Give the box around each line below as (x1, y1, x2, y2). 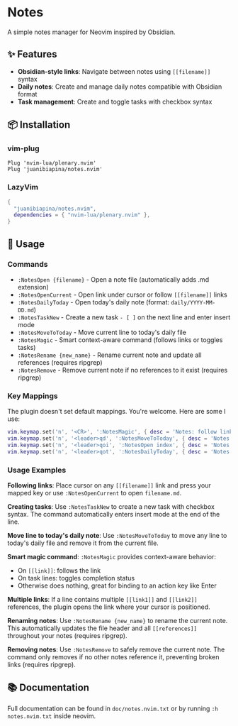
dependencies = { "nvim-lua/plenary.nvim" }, (13, 211, 151, 219)
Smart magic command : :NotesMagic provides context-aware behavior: (7, 553, 216, 561)
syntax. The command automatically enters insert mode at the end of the (7, 510, 220, 519)
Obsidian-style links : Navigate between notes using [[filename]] (17, 67, 211, 75)
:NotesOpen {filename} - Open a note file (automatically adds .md (17, 275, 210, 284)
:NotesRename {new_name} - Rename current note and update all (17, 351, 202, 359)
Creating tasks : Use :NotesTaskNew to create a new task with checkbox (7, 502, 215, 511)
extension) (17, 282, 49, 291)
